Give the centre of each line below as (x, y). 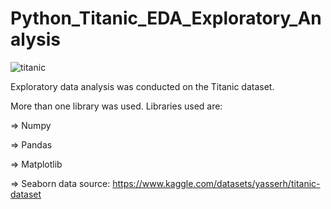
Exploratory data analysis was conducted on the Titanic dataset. (142, 86)
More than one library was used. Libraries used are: (116, 106)
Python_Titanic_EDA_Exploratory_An (166, 18)
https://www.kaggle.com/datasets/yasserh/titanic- (216, 183)
